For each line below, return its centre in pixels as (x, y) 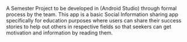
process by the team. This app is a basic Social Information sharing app (92, 14)
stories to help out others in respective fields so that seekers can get (89, 26)
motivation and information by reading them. (59, 33)
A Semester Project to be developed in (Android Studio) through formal (91, 8)
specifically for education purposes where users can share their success (94, 20)
